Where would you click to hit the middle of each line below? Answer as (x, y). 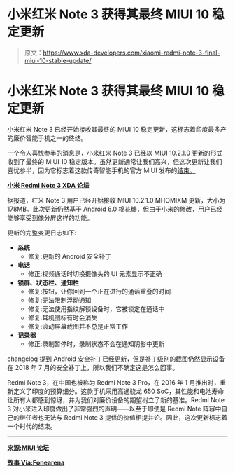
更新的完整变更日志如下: (42, 233)
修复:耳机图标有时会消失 (63, 317)
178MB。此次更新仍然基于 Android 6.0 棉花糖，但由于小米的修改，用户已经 (115, 209)
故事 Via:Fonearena (36, 462)
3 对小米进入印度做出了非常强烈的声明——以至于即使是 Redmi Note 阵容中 (114, 409)
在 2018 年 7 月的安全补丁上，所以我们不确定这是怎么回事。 (93, 367)
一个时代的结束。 (32, 426)
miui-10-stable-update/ (58, 60)
